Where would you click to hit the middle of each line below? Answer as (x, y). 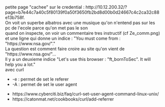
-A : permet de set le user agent (45, 84)
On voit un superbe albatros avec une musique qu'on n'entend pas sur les (80, 23)
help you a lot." (20, 64)
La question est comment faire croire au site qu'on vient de (65, 49)
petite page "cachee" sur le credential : (45, 7)
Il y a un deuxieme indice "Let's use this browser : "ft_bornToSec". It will (78, 59)
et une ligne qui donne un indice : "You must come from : (63, 38)
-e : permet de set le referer (40, 79)
